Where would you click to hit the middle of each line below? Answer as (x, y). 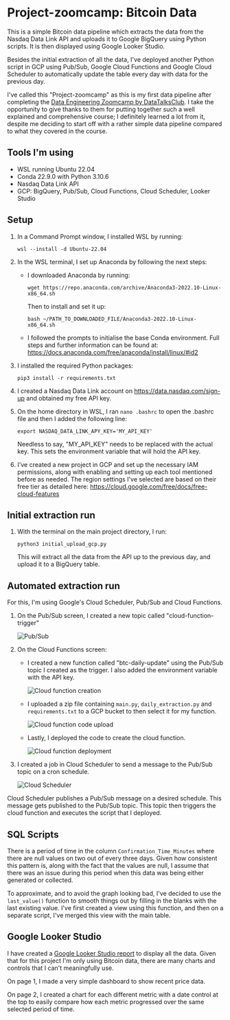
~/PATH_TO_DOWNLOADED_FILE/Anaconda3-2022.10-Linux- (120, 319)
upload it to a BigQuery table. (58, 565)
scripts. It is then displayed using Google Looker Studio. (86, 46)
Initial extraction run (51, 515)
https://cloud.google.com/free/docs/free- (149, 486)
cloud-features (38, 494)
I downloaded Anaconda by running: (79, 275)
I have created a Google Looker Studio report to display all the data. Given (112, 953)
